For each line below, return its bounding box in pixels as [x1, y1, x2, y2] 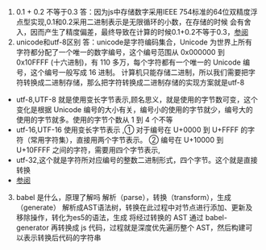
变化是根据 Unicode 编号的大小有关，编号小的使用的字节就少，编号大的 [15, 105, 253, 115]
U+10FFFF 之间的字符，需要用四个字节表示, [15, 145, 161, 155]
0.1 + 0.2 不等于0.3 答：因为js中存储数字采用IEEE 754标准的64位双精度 [15, 7, 251, 16]
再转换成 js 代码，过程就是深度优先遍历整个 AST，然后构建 [51, 223, 246, 232]
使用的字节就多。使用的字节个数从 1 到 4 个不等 [15, 115, 173, 124]
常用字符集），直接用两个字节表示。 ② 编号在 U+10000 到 [30, 135, 224, 144]
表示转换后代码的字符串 [23, 233, 102, 242]
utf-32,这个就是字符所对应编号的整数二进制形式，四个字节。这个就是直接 [15, 156, 258, 165]
